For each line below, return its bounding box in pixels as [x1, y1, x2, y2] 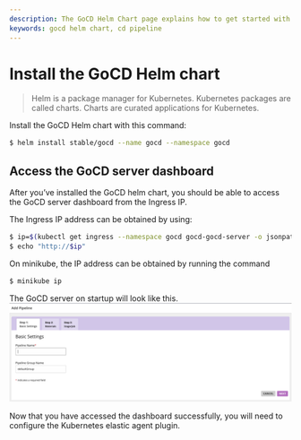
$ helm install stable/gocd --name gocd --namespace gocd [9, 139, 230, 148]
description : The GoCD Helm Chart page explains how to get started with [9, 14, 291, 23]
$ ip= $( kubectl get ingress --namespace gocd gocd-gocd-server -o [9, 233, 262, 242]
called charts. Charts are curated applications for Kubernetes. [30, 103, 260, 114]
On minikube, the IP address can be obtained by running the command [9, 258, 271, 269]
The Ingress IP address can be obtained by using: [9, 214, 193, 225]
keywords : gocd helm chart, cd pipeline [9, 23, 163, 33]
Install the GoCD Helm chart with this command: [9, 120, 186, 131]
